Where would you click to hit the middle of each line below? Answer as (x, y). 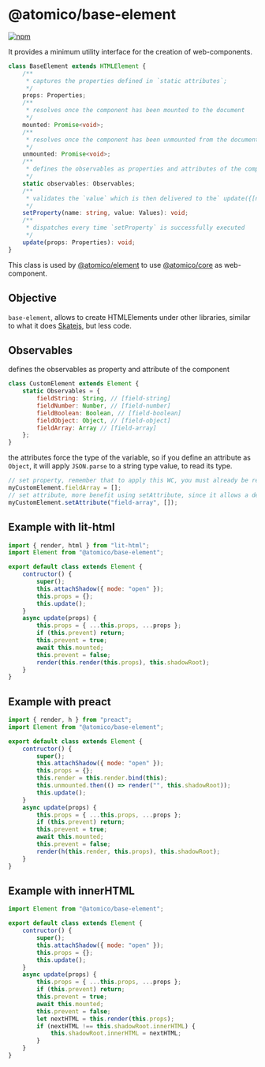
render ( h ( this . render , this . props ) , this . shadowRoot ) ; (129, 851)
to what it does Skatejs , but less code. (70, 325)
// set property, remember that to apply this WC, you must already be (128, 481)
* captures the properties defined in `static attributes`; (126, 81)
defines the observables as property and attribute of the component (119, 370)
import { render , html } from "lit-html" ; (79, 545)
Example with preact (60, 702)
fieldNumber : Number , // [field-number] (104, 406)
